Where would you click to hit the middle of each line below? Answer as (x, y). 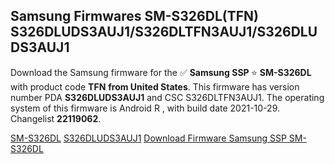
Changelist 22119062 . (56, 118)
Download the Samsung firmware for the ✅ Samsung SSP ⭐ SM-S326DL (161, 72)
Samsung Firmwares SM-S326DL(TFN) (134, 16)
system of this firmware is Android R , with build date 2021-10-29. (145, 108)
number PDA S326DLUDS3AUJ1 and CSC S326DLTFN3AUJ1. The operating (167, 97)
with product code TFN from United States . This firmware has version (155, 86)
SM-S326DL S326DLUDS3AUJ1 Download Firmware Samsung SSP (148, 138)
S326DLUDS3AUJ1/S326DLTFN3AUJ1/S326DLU (164, 32)
